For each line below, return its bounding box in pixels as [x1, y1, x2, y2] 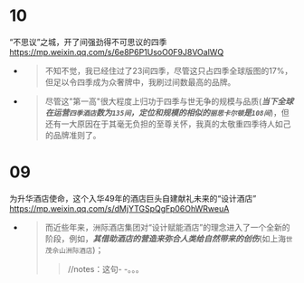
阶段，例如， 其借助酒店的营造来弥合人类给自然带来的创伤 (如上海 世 [44, 232, 293, 244]
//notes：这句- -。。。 [67, 263, 144, 274]
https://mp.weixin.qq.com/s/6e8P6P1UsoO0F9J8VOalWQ [9, 46, 224, 57]
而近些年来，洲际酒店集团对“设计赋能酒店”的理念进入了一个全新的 [44, 222, 290, 232]
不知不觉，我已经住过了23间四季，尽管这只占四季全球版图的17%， [44, 65, 293, 76]
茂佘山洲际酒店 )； [44, 244, 104, 255]
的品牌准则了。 [44, 129, 101, 140]
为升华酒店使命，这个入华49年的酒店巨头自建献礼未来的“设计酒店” [9, 193, 257, 203]
